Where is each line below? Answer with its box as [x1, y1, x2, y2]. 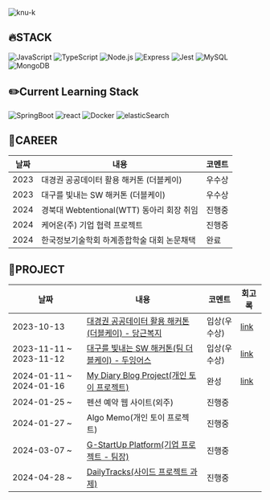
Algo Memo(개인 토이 [86, 412, 166, 424]
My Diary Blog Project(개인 [86, 370, 187, 381]
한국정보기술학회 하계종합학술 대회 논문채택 [41, 235, 196, 246]
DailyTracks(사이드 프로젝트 [86, 466, 189, 477]
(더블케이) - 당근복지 [86, 328, 162, 339]
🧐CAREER [8, 133, 58, 148]
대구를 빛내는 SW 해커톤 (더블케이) [41, 190, 166, 201]
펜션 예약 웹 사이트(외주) [86, 397, 174, 408]
